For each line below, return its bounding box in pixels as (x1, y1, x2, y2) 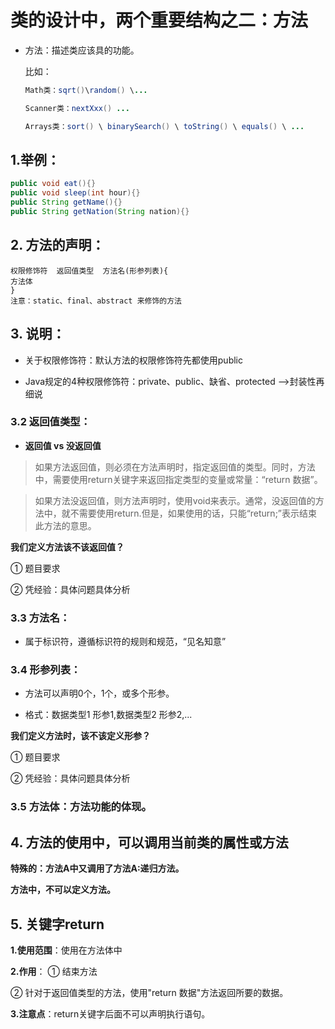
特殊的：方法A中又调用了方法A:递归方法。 (10, 862, 185, 875)
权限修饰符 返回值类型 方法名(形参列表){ (10, 266, 169, 276)
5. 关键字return (10, 916, 105, 933)
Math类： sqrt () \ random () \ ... (24, 85, 148, 95)
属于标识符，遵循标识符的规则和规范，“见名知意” (24, 636, 227, 648)
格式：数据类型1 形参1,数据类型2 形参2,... (24, 709, 193, 721)
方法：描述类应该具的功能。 (24, 44, 140, 56)
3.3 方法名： (10, 611, 71, 625)
